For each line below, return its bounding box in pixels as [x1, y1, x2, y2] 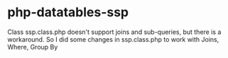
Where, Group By [7, 42, 58, 51]
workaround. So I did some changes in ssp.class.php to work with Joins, [7, 35, 219, 43]
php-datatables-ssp [7, 4, 129, 21]
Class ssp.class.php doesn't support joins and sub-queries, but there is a [7, 28, 222, 36]
